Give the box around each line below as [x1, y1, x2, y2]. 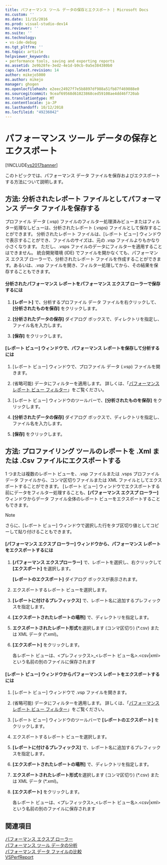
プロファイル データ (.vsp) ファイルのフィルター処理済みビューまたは [5, 218, 148, 224]
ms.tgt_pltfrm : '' [5, 45, 43, 50]
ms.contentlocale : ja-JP [5, 101, 57, 106]
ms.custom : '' [5, 12, 35, 17]
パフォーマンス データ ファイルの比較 [5, 848, 82, 854]
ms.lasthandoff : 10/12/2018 [5, 105, 64, 110]
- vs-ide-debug [5, 40, 37, 45]
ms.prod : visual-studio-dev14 [5, 21, 68, 27]
